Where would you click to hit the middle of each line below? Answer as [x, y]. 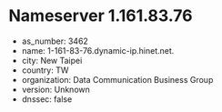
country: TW [45, 70]
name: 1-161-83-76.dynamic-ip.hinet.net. [98, 50]
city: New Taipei [52, 60]
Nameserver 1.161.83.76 [101, 16]
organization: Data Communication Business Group [117, 79]
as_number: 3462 [55, 41]
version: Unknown [55, 89]
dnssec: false [47, 99]
